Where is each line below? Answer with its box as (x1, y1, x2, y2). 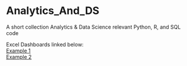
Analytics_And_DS (6, 4, 100, 18)
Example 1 (6, 47, 31, 54)
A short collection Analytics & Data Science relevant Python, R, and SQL (6, 23, 181, 30)
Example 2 (6, 53, 32, 60)
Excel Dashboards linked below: (6, 41, 84, 48)
